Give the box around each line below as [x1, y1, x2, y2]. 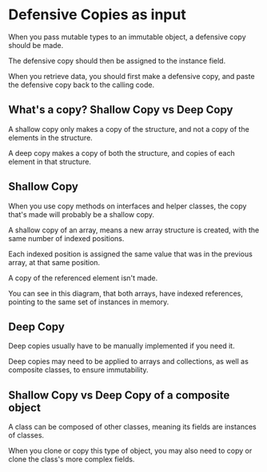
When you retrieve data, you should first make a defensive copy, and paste [8, 71, 255, 81]
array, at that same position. [8, 257, 101, 267]
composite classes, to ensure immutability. [8, 365, 149, 375]
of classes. [8, 430, 45, 440]
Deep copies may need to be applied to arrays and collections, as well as [8, 357, 249, 367]
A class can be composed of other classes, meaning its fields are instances [8, 422, 257, 432]
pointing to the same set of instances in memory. [8, 297, 169, 307]
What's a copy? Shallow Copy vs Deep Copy [8, 103, 233, 117]
